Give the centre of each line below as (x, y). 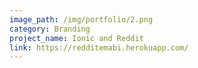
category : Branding (50, 29)
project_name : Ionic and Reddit (76, 38)
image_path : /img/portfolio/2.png (81, 19)
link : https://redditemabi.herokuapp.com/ (99, 47)
